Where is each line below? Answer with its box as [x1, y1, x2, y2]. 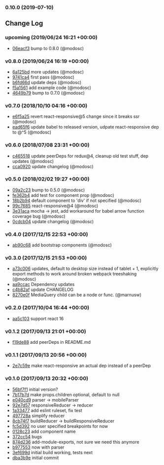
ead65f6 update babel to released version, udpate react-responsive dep [12, 124, 159, 130]
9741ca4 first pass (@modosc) [12, 74, 75, 80]
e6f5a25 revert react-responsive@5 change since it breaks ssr [12, 113, 140, 120]
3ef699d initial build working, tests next [12, 449, 93, 455]
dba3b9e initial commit [12, 455, 59, 461]
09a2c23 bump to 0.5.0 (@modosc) [12, 187, 85, 193]
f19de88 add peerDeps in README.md [12, 339, 91, 345]
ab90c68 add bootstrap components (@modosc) [12, 242, 112, 248]
